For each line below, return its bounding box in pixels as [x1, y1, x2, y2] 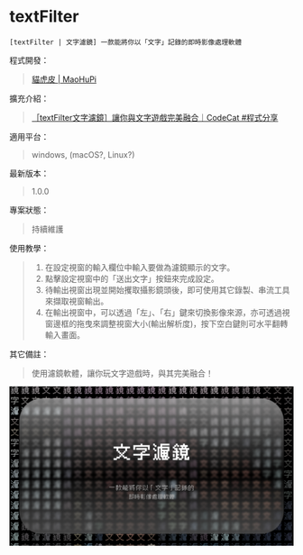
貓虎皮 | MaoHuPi [31, 74, 97, 85]
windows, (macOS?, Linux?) [31, 149, 135, 159]
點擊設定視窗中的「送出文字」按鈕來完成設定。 [44, 273, 219, 284]
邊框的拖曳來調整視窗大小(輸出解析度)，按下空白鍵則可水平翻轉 [52, 318, 289, 329]
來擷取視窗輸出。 [44, 296, 109, 306]
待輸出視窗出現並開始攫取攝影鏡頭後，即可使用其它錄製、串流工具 [44, 284, 290, 295]
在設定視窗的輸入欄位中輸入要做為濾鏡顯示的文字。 [44, 261, 235, 272]
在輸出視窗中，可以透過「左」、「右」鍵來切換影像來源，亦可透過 [44, 306, 282, 317]
